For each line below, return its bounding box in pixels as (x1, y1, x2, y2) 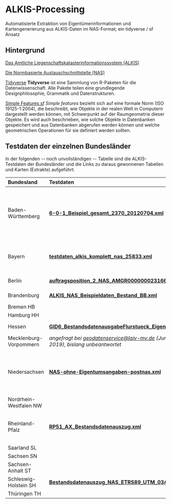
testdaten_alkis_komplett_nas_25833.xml (49, 253, 153, 260)
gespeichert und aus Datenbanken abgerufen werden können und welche (5, 121, 160, 128)
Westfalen (8, 402, 32, 409)
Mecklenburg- (8, 334, 43, 341)
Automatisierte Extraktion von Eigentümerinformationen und (5, 20, 131, 27)
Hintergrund (5, 46, 45, 55)
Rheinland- (8, 420, 35, 427)
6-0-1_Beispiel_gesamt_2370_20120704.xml (49, 209, 164, 216)
